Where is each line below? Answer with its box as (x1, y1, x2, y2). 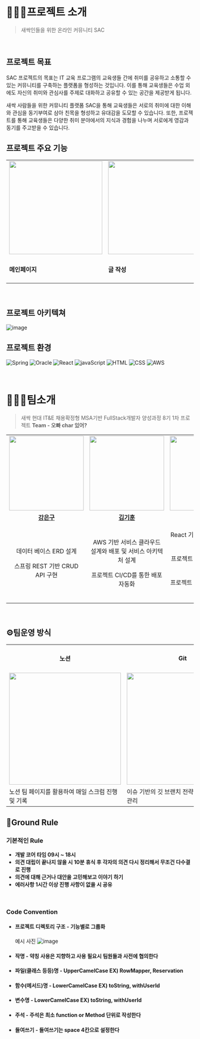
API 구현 (35, 571, 58, 579)
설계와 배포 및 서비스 (90, 547, 145, 555)
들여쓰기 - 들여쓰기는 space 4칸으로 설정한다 (14, 1026, 120, 1033)
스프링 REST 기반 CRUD (14, 562, 79, 570)
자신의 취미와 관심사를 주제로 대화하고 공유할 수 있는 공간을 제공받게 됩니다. (17, 89, 192, 96)
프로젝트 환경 (6, 343, 52, 353)
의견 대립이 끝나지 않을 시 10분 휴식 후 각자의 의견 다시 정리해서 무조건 (14, 858, 175, 865)
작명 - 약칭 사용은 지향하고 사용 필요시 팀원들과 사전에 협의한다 (14, 952, 158, 960)
